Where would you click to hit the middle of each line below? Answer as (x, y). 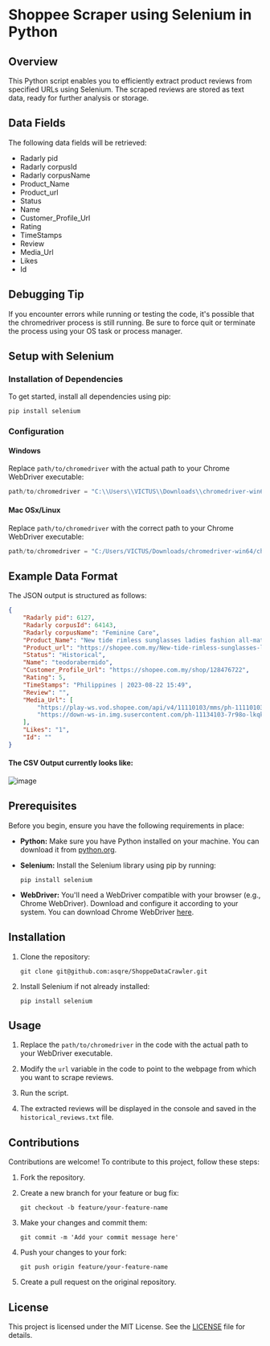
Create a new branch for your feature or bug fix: (99, 1193)
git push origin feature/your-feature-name (94, 1267)
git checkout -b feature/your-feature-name (94, 1208)
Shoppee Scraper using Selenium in (130, 15)
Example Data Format (63, 576)
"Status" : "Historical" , (64, 655)
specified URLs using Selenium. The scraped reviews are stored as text (127, 89)
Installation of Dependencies (65, 379)
